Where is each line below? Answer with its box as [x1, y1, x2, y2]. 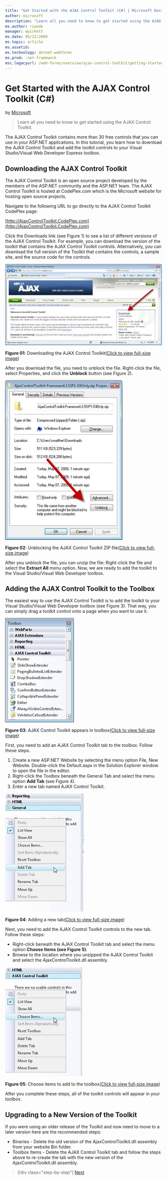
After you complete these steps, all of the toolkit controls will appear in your [5, 1091, 160, 1097]
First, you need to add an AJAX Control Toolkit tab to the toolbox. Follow [5, 742, 153, 748]
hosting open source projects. [5, 194, 67, 199]
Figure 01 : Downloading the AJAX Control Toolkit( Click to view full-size [5, 350, 151, 356]
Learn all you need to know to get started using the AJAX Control [17, 119, 151, 125]
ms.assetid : [5, 45, 30, 50]
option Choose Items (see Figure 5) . [12, 947, 88, 953]
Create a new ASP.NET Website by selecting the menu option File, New [12, 757, 158, 763]
